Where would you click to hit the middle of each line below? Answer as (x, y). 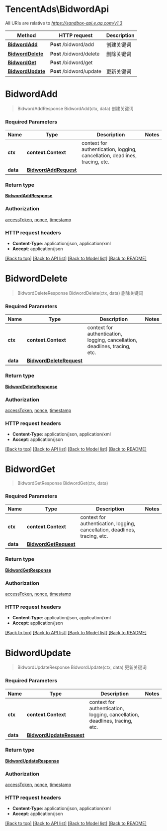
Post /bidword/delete (75, 53)
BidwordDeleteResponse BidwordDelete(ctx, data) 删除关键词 (80, 293)
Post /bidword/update (76, 71)
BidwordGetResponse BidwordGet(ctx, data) (63, 483)
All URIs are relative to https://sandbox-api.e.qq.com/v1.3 (64, 23)
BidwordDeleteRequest (55, 361)
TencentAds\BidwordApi (57, 9)
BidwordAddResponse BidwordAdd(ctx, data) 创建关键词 (75, 108)
